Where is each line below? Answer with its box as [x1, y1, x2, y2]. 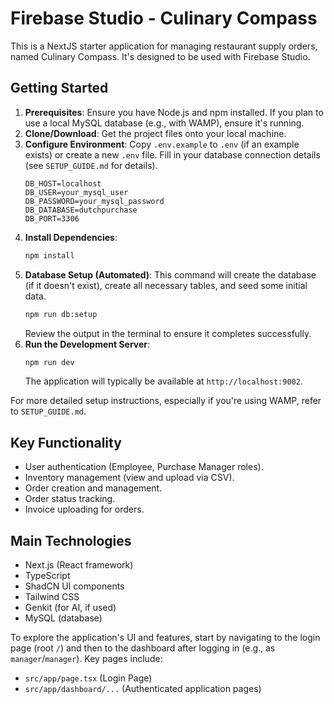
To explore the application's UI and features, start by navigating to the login [10, 632, 321, 643]
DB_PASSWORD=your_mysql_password [24, 196, 165, 206]
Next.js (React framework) [24, 559, 134, 571]
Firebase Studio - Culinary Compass [10, 7, 318, 30]
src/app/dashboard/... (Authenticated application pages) [24, 683, 262, 694]
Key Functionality [10, 434, 122, 451]
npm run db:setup [24, 309, 98, 319]
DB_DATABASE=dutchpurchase [24, 205, 138, 215]
